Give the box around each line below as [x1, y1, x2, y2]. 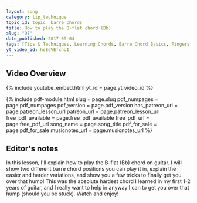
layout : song [6, 8, 38, 15]
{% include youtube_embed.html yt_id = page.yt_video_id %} [6, 84, 154, 91]
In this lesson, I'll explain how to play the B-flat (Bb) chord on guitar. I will [6, 159, 182, 166]
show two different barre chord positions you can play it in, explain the [6, 165, 176, 172]
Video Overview [6, 69, 66, 79]
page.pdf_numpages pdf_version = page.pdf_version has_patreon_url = [6, 101, 178, 109]
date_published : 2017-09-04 [6, 36, 75, 42]
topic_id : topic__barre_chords [6, 19, 83, 25]
